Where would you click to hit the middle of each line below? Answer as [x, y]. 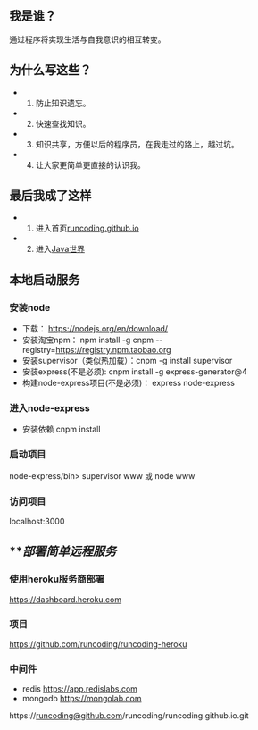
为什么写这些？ [50, 70]
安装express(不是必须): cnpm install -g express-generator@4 [134, 372]
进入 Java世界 [60, 249]
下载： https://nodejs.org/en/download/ [95, 329]
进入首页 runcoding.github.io [87, 228]
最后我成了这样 [50, 196]
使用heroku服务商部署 [57, 579]
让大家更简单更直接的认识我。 [90, 164]
